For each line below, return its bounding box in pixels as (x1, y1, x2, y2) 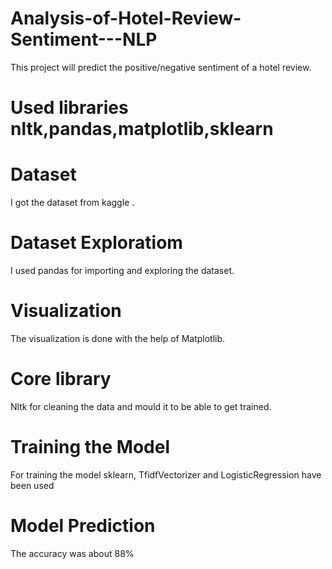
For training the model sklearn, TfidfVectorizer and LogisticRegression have (10, 468, 322, 481)
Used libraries (10, 97, 129, 119)
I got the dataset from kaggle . (10, 197, 135, 209)
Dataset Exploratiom (10, 232, 183, 254)
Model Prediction (10, 515, 156, 537)
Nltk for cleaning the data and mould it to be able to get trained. (10, 400, 272, 412)
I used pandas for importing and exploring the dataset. (10, 265, 235, 276)
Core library (10, 368, 112, 391)
